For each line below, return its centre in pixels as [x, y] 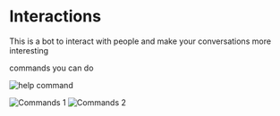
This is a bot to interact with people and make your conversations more [140, 41]
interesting [29, 50]
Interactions [55, 17]
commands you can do [51, 68]
